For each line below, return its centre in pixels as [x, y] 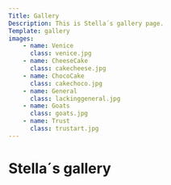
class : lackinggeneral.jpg [75, 99]
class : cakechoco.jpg [66, 83]
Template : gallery [39, 31]
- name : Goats [46, 106]
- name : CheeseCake [56, 61]
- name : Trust [46, 121]
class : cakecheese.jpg [68, 69]
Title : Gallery [34, 16]
